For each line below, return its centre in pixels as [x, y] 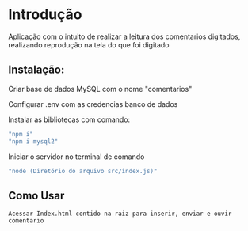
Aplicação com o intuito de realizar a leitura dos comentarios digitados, [124, 36]
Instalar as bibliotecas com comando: [69, 119]
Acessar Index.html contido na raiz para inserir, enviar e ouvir [120, 214]
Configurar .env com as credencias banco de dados [93, 104]
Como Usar [36, 195]
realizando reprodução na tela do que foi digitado [89, 44]
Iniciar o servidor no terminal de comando [76, 157]
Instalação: [36, 70]
